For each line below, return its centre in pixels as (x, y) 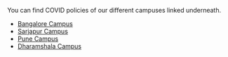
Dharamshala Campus (49, 46)
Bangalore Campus (45, 24)
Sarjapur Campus (43, 31)
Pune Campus (38, 39)
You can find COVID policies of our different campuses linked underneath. (114, 10)
